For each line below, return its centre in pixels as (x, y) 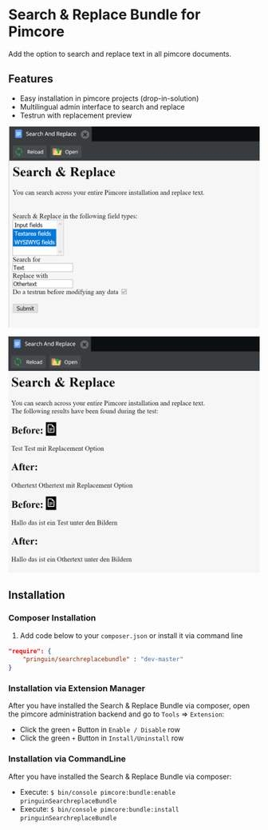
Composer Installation (52, 618)
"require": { (30, 651)
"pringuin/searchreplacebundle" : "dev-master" (103, 660)
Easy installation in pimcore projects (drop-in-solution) (109, 98)
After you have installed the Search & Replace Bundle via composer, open (129, 706)
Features (31, 79)
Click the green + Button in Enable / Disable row (100, 730)
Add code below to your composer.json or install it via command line (131, 635)
